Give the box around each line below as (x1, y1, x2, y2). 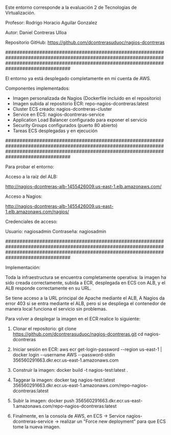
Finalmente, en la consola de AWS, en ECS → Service (12, 413, 126, 419)
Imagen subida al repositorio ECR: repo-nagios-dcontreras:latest (12, 100, 149, 107)
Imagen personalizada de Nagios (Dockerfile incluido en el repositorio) (12, 95, 162, 101)
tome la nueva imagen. (12, 424, 61, 430)
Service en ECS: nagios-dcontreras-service (12, 112, 105, 117)
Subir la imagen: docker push (12, 398, 75, 403)
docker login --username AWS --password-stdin (12, 352, 115, 357)
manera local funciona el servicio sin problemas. (5, 306, 107, 312)
